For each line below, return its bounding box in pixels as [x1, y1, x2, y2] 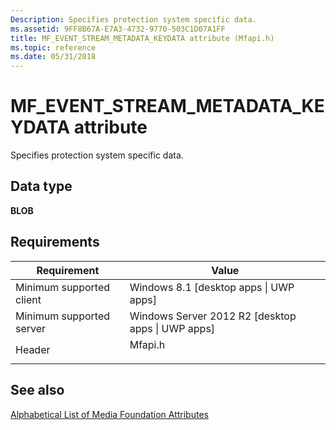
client [15, 292, 42, 306]
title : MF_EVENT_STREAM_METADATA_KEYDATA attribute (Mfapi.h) [10, 33, 275, 43]
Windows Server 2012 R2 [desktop [129, 309, 297, 323]
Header [15, 342, 51, 356]
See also [10, 382, 65, 399]
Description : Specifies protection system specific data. [10, 14, 257, 25]
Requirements [10, 234, 100, 251]
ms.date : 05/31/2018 [10, 52, 97, 62]
